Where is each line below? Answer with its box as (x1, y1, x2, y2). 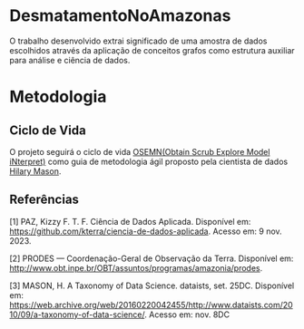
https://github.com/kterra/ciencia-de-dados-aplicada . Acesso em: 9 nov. (9, 226, 283, 237)
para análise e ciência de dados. (9, 54, 131, 65)
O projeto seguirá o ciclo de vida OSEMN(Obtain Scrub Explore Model (9, 146, 270, 157)
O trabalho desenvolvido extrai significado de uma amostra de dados (9, 35, 268, 46)
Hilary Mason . (9, 165, 62, 177)
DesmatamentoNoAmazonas (9, 5, 231, 26)
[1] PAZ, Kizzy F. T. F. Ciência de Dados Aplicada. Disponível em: (9, 216, 251, 227)
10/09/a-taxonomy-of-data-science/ (9, 309, 145, 320)
